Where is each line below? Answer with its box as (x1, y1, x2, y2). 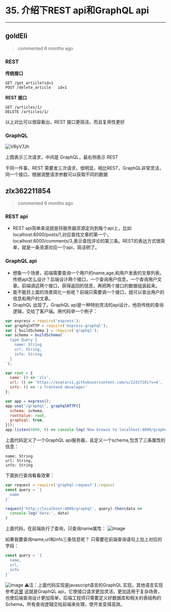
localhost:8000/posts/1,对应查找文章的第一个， (12, 231, 111, 238)
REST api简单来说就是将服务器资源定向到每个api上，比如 (12, 225, 132, 231)
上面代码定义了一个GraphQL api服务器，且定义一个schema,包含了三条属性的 (5, 437, 165, 443)
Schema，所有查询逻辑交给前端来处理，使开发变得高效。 (5, 601, 125, 607)
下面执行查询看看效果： (5, 472, 54, 478)
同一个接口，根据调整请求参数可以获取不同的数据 (5, 171, 108, 178)
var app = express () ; (5, 399, 51, 404)
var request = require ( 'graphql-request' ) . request (5, 483, 115, 488)
